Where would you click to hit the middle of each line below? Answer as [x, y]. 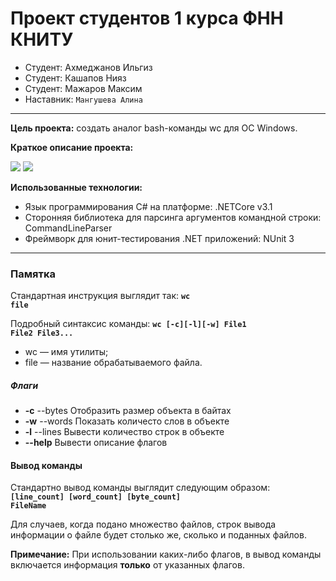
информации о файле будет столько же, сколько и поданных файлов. [158, 535]
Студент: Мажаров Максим [83, 88]
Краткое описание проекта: [72, 147]
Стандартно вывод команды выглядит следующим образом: [140, 488]
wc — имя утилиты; [66, 352]
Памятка [33, 274]
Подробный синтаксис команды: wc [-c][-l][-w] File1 [128, 324]
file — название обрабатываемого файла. [113, 363]
